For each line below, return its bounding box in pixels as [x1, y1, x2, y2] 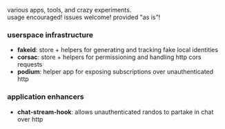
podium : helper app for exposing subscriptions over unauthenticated [17, 68, 214, 76]
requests [17, 60, 43, 69]
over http [17, 115, 43, 123]
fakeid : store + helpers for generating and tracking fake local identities [17, 46, 219, 54]
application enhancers [7, 92, 84, 102]
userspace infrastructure [7, 30, 94, 40]
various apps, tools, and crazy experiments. [7, 6, 132, 14]
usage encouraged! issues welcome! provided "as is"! [7, 13, 161, 21]
